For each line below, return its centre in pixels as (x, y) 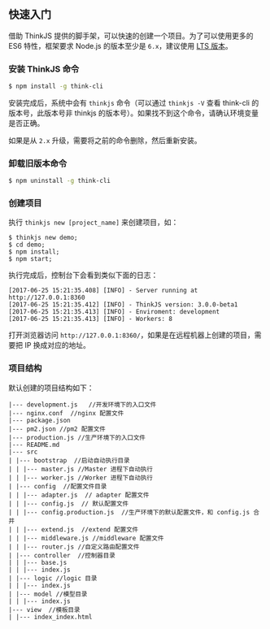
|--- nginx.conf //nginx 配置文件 (66, 413)
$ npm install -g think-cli (56, 87)
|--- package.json (39, 420)
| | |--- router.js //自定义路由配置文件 (74, 547)
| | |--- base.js (38, 562)
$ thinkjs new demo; (44, 238)
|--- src (23, 452)
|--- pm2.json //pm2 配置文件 (57, 429)
